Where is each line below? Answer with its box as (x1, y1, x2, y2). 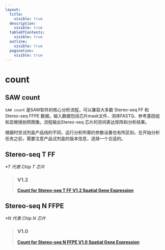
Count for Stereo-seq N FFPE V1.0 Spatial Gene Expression (17, 239, 140, 245)
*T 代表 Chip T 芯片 (5, 164, 45, 170)
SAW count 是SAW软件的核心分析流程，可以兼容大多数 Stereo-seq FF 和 (5, 107, 149, 113)
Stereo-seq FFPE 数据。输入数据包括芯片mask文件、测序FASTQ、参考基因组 (5, 113, 160, 119)
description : (9, 21, 36, 26)
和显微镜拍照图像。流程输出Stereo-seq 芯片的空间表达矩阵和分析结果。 (5, 119, 150, 125)
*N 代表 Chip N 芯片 (5, 215, 46, 221)
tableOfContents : (9, 30, 45, 35)
